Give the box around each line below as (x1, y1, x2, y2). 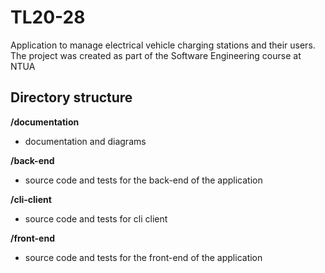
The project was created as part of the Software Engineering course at (10, 49, 302, 61)
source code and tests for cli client (24, 212, 168, 225)
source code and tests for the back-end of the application (24, 174, 263, 186)
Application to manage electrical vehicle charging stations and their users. (10, 39, 316, 51)
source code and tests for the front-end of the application (24, 251, 263, 263)
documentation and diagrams (24, 135, 147, 147)
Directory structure (10, 89, 133, 106)
